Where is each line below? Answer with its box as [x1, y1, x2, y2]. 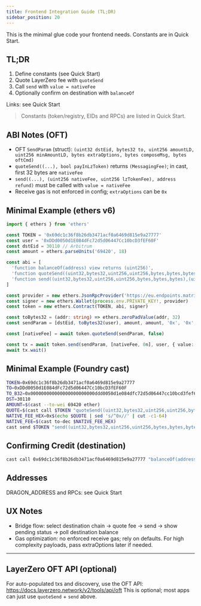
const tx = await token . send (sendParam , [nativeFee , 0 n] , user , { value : [6, 342, 194, 348]
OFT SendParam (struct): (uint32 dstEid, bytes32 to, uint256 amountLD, [14, 146, 194, 153]
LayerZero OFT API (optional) [6, 564, 117, 574]
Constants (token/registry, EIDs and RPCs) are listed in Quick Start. [20, 112, 186, 120]
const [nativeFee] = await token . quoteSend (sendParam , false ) [6, 331, 165, 337]
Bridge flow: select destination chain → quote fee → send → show [14, 522, 178, 529]
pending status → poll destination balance [14, 528, 118, 535]
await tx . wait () [6, 347, 47, 353]
